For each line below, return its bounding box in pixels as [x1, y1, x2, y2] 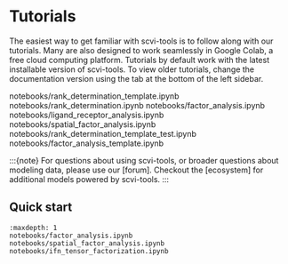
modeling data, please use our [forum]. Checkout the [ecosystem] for [9, 164, 264, 175]
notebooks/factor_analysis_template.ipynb [9, 138, 164, 148]
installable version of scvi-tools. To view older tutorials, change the [9, 64, 255, 75]
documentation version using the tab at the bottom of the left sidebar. [9, 73, 264, 84]
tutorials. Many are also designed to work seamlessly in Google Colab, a [9, 44, 274, 55]
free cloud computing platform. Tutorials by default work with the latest [9, 54, 269, 65]
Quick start [9, 200, 73, 215]
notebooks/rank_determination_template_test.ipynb [9, 128, 197, 139]
